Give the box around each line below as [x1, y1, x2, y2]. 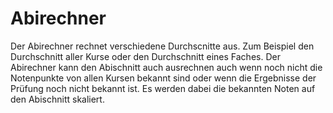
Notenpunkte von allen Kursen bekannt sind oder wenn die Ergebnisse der [10, 72, 317, 84]
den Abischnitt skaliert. [10, 93, 105, 105]
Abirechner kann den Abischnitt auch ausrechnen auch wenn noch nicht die [10, 61, 323, 73]
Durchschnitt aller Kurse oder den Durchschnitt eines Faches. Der [10, 50, 281, 62]
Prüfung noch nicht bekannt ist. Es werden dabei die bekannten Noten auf [10, 82, 316, 94]
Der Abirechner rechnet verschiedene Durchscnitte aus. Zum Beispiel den [10, 40, 315, 52]
